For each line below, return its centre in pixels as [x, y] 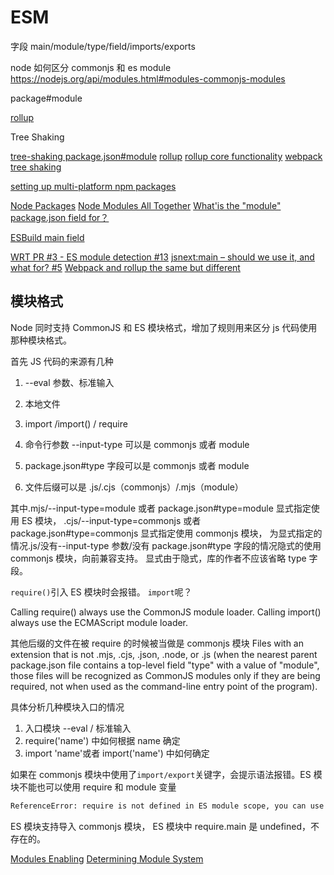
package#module [46, 98]
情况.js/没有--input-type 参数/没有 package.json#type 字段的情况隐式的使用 [166, 545]
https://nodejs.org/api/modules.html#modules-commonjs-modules [148, 78]
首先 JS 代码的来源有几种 [62, 361]
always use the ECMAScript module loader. [99, 622]
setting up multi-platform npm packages [93, 186]
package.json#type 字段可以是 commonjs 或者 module [137, 465]
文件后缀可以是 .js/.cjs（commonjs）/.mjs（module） [134, 487]
